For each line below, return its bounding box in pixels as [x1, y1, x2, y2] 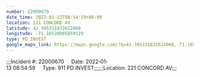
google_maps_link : [6, 42, 52, 48]
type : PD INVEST [6, 36, 46, 42]
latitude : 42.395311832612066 [6, 25, 82, 31]
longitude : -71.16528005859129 [6, 31, 84, 37]
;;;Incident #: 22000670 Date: [6, 57, 85, 65]
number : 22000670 [6, 8, 49, 15]
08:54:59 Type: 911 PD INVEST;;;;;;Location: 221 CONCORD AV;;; [12, 64, 177, 71]
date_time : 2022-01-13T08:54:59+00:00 [6, 14, 102, 20]
